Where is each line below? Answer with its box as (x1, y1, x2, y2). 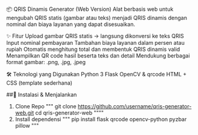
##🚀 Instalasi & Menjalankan (6, 91, 77, 98)
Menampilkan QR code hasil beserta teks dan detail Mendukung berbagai (6, 52, 190, 59)
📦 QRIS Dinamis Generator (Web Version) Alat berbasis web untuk (6, 5, 174, 13)
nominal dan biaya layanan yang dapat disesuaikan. (6, 21, 135, 28)
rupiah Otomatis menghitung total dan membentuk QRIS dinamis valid (6, 45, 180, 53)
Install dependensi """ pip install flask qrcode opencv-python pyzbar (15, 116, 187, 123)
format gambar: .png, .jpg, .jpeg (6, 59, 86, 65)
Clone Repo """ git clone (15, 103, 77, 110)
